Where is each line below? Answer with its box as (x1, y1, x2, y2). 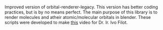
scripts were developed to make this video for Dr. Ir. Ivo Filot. (4, 19, 128, 25)
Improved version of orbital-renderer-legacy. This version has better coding (4, 4, 158, 10)
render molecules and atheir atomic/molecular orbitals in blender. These (4, 15, 151, 20)
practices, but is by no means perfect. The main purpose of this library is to (4, 9, 158, 15)
